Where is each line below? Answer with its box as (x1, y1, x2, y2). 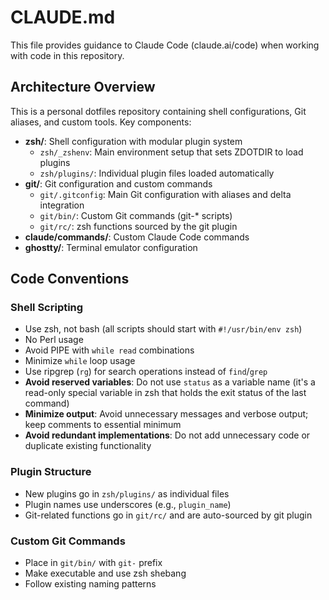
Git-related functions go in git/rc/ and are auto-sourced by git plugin (24, 509, 313, 521)
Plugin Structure (10, 465, 92, 479)
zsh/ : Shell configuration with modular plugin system (24, 135, 243, 147)
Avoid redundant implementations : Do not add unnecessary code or (24, 429, 311, 441)
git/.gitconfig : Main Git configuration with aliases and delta (39, 188, 292, 200)
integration (39, 199, 85, 211)
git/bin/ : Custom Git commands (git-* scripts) (39, 209, 233, 221)
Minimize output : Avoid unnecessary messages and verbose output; (24, 408, 309, 420)
